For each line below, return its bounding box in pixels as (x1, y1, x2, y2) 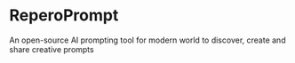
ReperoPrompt (9, 5, 119, 26)
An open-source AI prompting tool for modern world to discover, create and (9, 35, 286, 45)
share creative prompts (9, 43, 95, 54)
